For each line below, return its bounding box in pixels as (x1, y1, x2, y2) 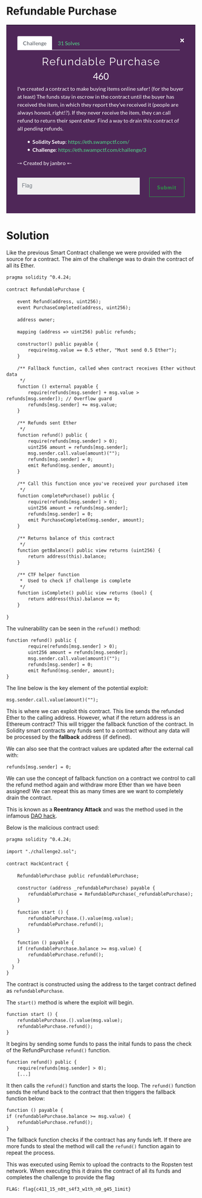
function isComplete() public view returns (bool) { (17, 590, 153, 596)
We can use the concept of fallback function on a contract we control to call (6, 774, 195, 782)
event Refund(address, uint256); (17, 299, 102, 305)
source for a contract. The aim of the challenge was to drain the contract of (6, 255, 194, 262)
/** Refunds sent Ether (17, 420, 77, 426)
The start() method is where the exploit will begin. (6, 998, 134, 1006)
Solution (6, 229, 50, 243)
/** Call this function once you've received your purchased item (17, 481, 188, 487)
